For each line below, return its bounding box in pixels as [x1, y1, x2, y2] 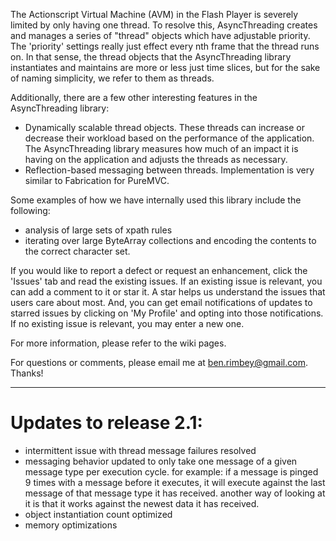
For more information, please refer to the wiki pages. [10, 337, 227, 349]
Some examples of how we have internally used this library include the [10, 194, 302, 206]
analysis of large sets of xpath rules [24, 224, 173, 236]
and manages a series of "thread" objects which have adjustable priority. [10, 30, 311, 41]
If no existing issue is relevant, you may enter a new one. [10, 318, 245, 329]
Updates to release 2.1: [10, 412, 203, 434]
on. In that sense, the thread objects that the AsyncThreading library [10, 51, 292, 63]
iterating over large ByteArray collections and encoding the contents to [24, 235, 317, 246]
